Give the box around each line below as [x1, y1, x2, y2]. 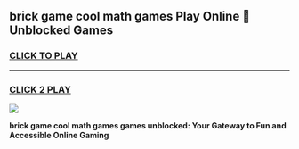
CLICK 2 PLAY [9, 83, 71, 95]
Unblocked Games [9, 23, 114, 38]
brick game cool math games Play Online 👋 [9, 9, 251, 24]
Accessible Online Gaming [9, 129, 109, 140]
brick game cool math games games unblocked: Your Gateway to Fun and [9, 120, 287, 130]
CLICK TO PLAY [9, 50, 78, 62]
